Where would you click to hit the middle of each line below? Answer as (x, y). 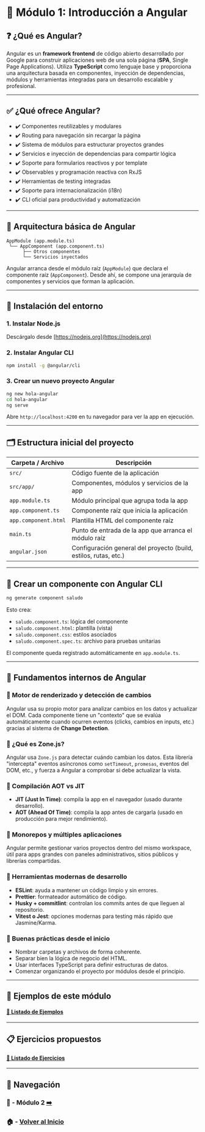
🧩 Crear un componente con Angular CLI (85, 584)
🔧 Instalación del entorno (55, 306)
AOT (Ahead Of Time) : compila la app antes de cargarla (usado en (99, 812)
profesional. (21, 86)
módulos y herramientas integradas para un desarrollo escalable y (90, 80)
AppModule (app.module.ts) (41, 241)
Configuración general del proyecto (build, (132, 548)
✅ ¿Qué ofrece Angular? (53, 111)
